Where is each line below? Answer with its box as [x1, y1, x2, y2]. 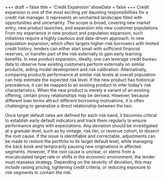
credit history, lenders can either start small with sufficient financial [5, 46, 141, 51]
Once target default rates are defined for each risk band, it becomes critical [5, 112, 157, 118]
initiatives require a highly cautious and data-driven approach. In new [5, 35, 145, 41]
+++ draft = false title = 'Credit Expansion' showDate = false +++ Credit [5, 4, 149, 10]
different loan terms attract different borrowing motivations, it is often [5, 98, 144, 103]
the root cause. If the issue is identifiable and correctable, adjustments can [5, 133, 156, 139]
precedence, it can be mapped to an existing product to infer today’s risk [5, 82, 151, 88]
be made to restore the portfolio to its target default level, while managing [5, 138, 153, 144]
